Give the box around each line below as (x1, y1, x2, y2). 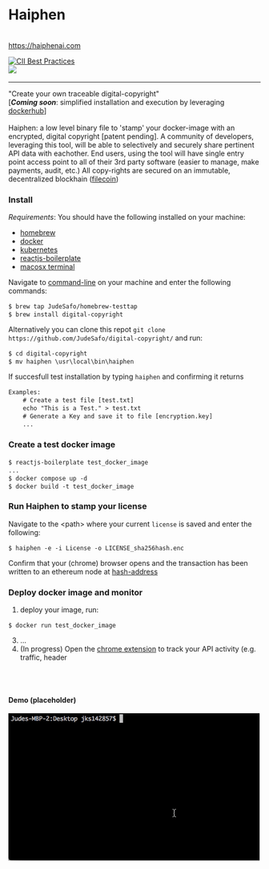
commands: (8, 286, 48, 296)
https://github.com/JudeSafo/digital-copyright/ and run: (8, 333, 203, 343)
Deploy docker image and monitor (8, 587, 143, 598)
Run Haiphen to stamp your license (8, 501, 147, 512)
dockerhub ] (8, 106, 47, 116)
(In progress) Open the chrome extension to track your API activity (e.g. (19, 644, 256, 654)
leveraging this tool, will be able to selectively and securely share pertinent (8, 140, 255, 149)
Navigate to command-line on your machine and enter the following (8, 278, 231, 287)
